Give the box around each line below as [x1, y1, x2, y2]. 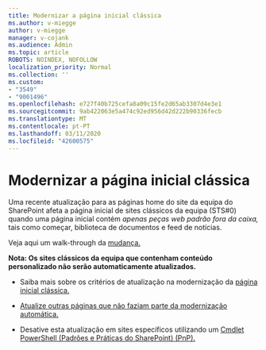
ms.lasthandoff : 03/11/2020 [8, 129, 102, 137]
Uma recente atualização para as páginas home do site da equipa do [8, 198, 233, 207]
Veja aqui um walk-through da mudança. [8, 238, 141, 248]
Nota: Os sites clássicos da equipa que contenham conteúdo [8, 253, 213, 263]
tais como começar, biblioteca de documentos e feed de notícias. [8, 223, 222, 233]
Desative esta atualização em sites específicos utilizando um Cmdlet [19, 325, 245, 334]
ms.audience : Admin [8, 41, 73, 49]
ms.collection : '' [8, 71, 69, 79]
